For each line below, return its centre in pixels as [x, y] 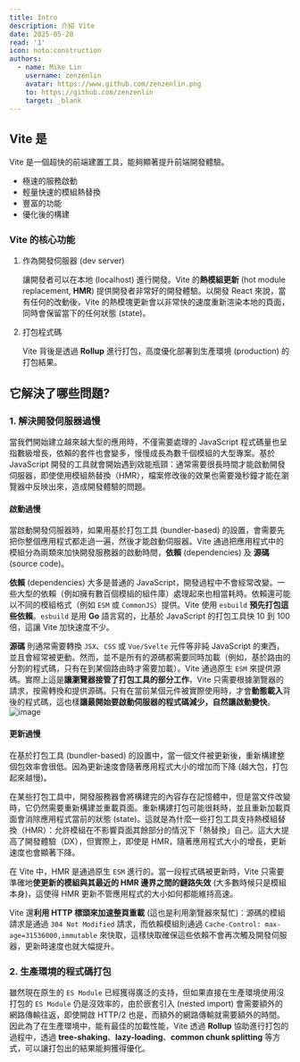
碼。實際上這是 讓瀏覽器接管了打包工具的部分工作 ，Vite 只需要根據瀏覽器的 [146, 680]
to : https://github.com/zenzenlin [89, 92]
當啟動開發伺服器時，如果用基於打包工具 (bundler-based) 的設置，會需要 [143, 530]
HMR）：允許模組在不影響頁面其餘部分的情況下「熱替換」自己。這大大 [153, 830]
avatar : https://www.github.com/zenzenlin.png [113, 84]
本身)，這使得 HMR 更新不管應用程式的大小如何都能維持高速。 [124, 893]
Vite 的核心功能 [42, 240]
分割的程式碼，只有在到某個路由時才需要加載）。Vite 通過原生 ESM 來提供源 [145, 668]
